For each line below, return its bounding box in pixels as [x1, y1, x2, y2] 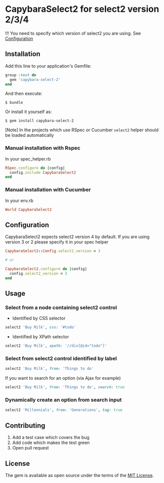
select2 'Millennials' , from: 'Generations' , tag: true [5, 407, 123, 413]
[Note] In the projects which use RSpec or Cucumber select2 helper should [5, 127, 159, 133]
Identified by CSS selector [12, 315, 66, 322]
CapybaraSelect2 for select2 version [5, 3, 160, 15]
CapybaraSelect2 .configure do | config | [5, 267, 87, 272]
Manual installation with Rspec [5, 145, 81, 152]
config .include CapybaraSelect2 [9, 170, 77, 175]
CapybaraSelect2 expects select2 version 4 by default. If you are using [5, 234, 150, 240]
